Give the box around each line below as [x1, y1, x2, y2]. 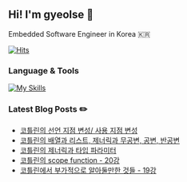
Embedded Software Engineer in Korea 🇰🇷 [8, 29, 150, 38]
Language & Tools [8, 65, 80, 76]
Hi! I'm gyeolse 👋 [8, 8, 94, 22]
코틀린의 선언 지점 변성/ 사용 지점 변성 [19, 125, 138, 136]
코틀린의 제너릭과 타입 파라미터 [19, 145, 117, 156]
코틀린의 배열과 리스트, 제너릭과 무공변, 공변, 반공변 [19, 136, 180, 145]
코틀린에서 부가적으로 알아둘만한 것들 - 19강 [19, 165, 157, 176]
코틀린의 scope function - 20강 [19, 156, 120, 165]
